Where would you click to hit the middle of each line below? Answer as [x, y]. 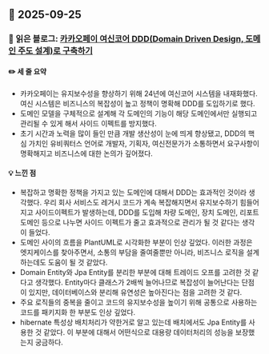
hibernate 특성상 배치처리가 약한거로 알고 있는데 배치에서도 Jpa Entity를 [133, 322]
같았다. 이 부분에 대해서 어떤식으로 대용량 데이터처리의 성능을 [139, 332]
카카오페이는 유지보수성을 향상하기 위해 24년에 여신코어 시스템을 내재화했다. [139, 93]
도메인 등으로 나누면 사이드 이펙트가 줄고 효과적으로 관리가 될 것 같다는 [130, 222]
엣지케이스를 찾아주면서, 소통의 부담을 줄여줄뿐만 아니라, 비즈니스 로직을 [132, 252]
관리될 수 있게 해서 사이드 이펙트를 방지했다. [88, 123]
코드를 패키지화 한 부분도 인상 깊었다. [78, 312]
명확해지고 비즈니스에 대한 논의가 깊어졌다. [86, 153]
